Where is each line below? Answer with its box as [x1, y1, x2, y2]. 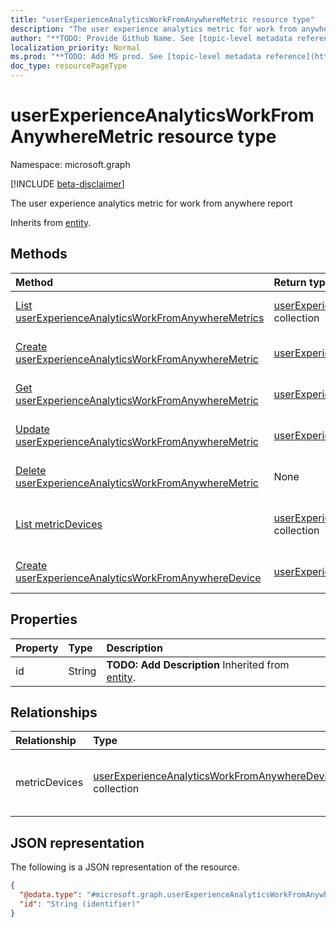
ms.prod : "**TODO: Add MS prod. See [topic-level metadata [10, 52, 262, 62]
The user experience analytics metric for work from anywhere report [10, 197, 293, 209]
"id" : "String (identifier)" [19, 899, 141, 909]
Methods [10, 246, 68, 263]
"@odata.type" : [19, 890, 83, 900]
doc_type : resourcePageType [10, 61, 128, 71]
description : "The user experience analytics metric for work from [10, 24, 298, 34]
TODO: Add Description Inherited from [106, 657, 290, 671]
